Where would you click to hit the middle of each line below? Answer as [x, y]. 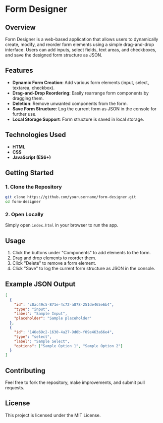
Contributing [25, 370]
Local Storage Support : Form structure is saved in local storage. [78, 119]
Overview [21, 27]
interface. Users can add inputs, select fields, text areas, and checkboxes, [81, 50]
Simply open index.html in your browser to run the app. [62, 225]
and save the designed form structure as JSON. [54, 55]
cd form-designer [23, 202]
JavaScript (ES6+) [31, 157]
